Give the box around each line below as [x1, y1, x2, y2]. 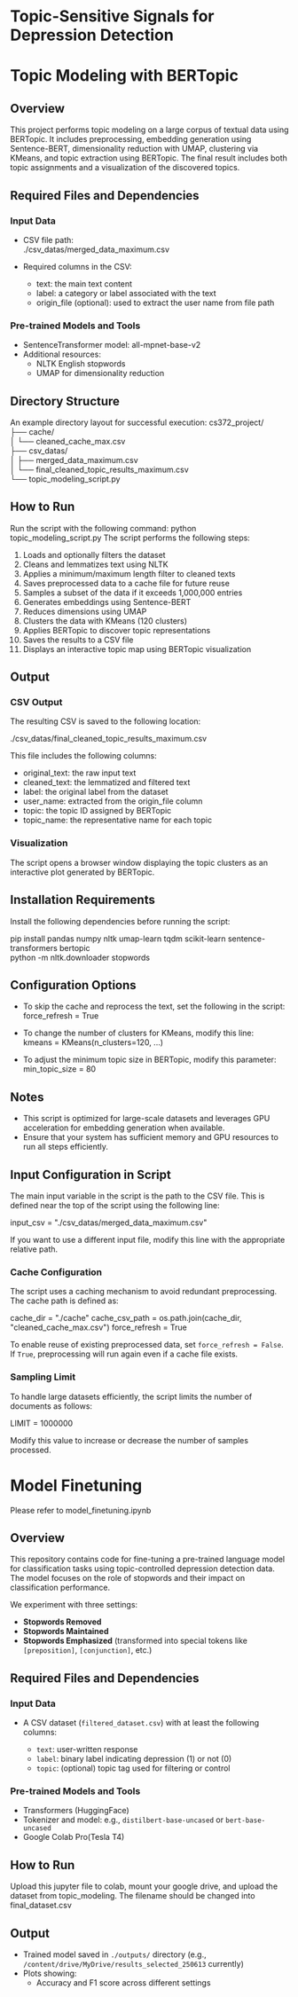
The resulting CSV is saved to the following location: [10, 716, 201, 727]
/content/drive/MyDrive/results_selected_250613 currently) [22, 1958, 245, 1969]
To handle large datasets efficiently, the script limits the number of [10, 1391, 253, 1402]
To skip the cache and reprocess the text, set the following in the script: [22, 1001, 286, 1012]
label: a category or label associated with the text [35, 287, 216, 298]
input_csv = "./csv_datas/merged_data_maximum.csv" [10, 1217, 208, 1228]
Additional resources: [22, 349, 101, 360]
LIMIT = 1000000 [10, 1418, 74, 1428]
